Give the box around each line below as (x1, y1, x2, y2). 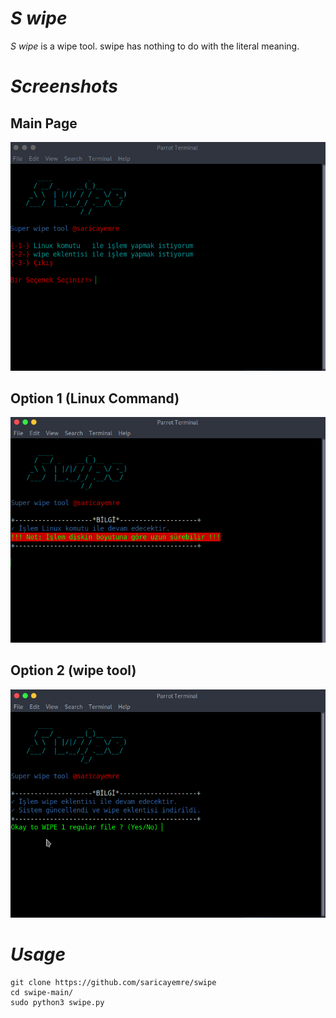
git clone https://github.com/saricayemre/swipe (10, 978, 217, 988)
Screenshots (10, 75, 119, 98)
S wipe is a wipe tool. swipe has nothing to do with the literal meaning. (10, 40, 300, 52)
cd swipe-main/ (10, 988, 74, 998)
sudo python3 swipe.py (10, 998, 105, 1008)
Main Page (10, 115, 78, 132)
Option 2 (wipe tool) (10, 662, 137, 679)
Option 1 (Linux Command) (10, 390, 180, 407)
